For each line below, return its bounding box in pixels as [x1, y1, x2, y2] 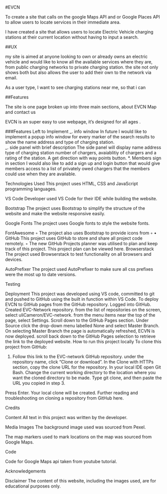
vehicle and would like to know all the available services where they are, [5, 59, 153, 64]
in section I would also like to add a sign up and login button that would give [5, 160, 161, 166]
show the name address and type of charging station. [5, 139, 115, 145]
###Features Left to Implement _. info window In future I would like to [5, 128, 147, 134]
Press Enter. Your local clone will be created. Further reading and [5, 390, 138, 396]
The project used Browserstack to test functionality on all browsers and [5, 251, 152, 257]
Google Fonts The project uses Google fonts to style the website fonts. [5, 220, 150, 226]
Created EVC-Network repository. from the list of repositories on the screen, [5, 307, 162, 313]
